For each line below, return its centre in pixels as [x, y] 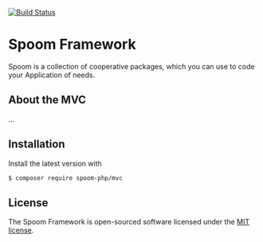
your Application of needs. [52, 75]
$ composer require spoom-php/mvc [66, 178]
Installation [37, 144]
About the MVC [47, 100]
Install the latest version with [55, 163]
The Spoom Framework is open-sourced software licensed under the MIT [129, 222]
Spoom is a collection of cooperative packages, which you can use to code [131, 66]
